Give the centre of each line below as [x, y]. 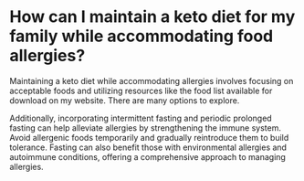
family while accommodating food [142, 36]
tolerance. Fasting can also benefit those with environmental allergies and [148, 147]
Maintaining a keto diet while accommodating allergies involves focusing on [152, 80]
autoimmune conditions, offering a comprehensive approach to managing [147, 156]
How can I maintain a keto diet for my [152, 17]
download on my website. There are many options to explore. [125, 100]
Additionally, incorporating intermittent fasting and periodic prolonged [141, 118]
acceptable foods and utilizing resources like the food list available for [141, 90]
